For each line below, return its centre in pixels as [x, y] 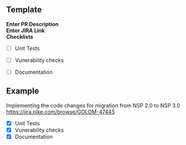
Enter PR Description [32, 24]
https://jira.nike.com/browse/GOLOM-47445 [61, 112]
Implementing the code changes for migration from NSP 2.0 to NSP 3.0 [93, 105]
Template [24, 10]
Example [23, 91]
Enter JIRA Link [26, 30]
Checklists [20, 37]
